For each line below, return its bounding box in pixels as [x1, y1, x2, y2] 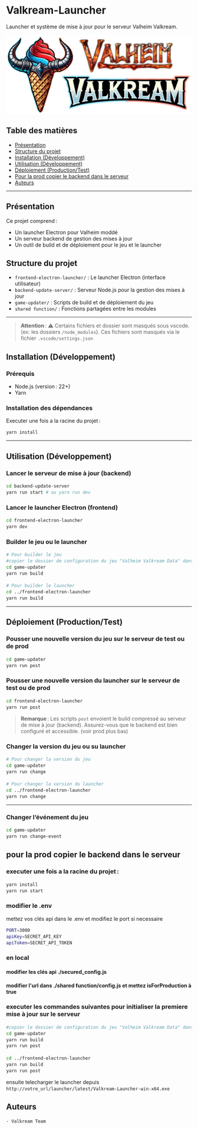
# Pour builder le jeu [6, 552, 62, 558]
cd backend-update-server [6, 483, 70, 489]
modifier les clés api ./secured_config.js [6, 968, 107, 975]
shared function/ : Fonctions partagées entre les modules [14, 305, 156, 313]
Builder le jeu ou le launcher [6, 537, 87, 546]
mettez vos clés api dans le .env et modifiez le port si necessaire [6, 915, 163, 922]
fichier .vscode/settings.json [20, 334, 93, 342]
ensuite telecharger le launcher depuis [6, 1078, 100, 1085]
